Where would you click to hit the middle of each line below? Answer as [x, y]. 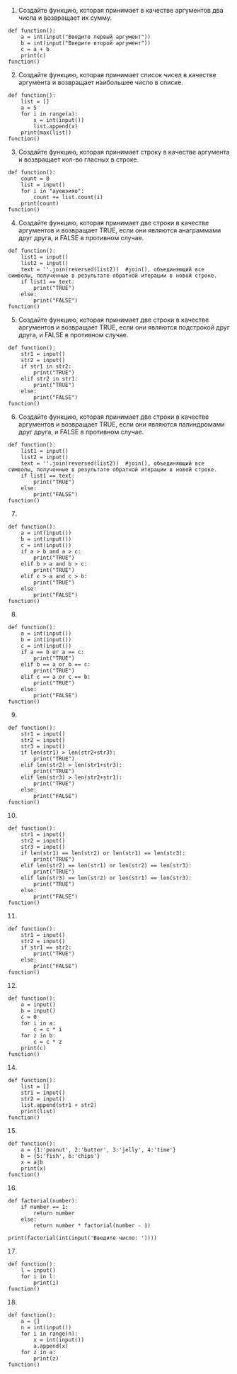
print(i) [46, 1283]
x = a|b [32, 1162]
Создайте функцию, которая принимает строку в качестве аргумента [124, 152]
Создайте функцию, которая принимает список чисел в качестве [117, 75]
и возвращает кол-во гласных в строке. [79, 159]
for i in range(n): [50, 1334]
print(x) [34, 1169]
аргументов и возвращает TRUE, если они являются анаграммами [120, 230]
